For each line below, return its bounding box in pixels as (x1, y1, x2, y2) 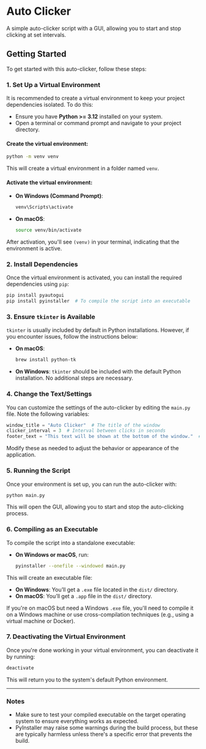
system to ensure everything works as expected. (15, 718, 139, 725)
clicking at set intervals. (6, 31, 66, 38)
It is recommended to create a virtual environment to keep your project (6, 94, 185, 102)
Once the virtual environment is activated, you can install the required (6, 274, 182, 282)
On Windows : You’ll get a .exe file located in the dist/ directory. (15, 586, 178, 593)
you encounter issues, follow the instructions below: (6, 333, 138, 340)
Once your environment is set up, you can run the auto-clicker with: (6, 480, 177, 488)
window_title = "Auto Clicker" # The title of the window (6, 422, 161, 428)
